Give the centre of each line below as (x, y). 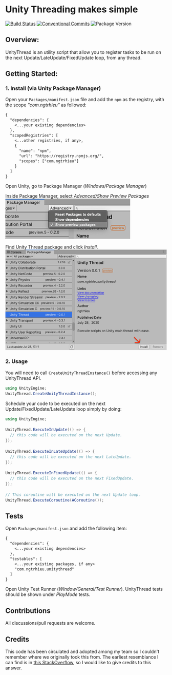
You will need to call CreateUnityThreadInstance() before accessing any (81, 373)
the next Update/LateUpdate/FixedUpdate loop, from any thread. (73, 57)
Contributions (28, 611)
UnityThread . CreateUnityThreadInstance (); (51, 394)
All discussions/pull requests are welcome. (50, 623)
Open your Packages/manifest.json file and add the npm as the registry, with (85, 100)
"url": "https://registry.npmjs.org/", (61, 156)
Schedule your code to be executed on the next (56, 403)
